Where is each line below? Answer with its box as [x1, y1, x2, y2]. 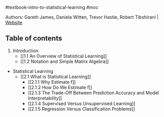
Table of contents [5, 34, 62, 43]
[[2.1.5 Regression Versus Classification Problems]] [28, 106, 135, 112]
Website [5, 20, 23, 25]
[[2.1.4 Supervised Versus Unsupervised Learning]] [28, 100, 136, 106]
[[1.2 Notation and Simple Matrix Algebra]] [20, 58, 109, 64]
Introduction [12, 48, 39, 54]
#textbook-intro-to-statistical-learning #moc [5, 5, 98, 10]
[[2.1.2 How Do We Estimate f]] [28, 84, 93, 90]
